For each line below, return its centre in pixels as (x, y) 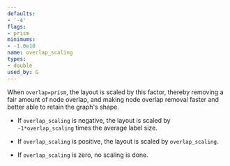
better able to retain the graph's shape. (63, 107)
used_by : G (23, 72)
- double (20, 66)
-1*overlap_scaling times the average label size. (87, 128)
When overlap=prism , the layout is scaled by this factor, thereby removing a (115, 92)
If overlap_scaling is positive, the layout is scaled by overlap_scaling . (118, 141)
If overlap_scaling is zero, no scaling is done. (83, 155)
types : (17, 59)
